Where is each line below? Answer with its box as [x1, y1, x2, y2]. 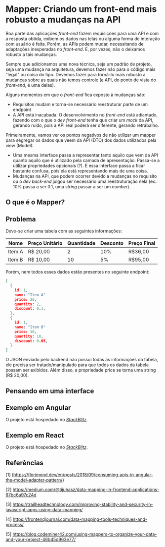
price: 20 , [14, 297, 37, 302]
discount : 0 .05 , [14, 338, 48, 343]
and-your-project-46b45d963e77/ [5, 536, 76, 542]
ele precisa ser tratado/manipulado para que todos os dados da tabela [5, 362, 149, 368]
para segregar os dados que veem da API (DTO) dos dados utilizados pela [5, 137, 157, 143]
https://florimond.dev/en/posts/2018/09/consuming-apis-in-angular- [13, 472, 153, 478]
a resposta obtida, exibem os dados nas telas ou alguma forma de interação [5, 36, 160, 42]
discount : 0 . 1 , [14, 306, 46, 311]
